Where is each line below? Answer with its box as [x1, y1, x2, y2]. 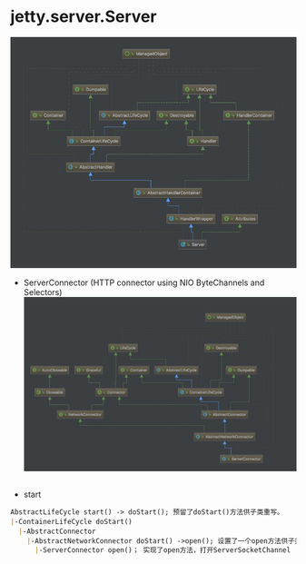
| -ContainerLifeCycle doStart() [10, 517, 133, 526]
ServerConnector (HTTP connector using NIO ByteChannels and [23, 277, 265, 288]
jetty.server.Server [10, 6, 157, 27]
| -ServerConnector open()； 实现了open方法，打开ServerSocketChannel [34, 546, 291, 555]
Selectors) [23, 286, 63, 297]
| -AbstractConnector [18, 527, 96, 536]
